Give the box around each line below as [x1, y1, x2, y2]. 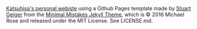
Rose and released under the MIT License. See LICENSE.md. [6, 17, 153, 24]
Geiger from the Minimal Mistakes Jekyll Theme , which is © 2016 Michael [6, 11, 185, 18]
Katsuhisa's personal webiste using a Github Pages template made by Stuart [6, 5, 191, 12]
